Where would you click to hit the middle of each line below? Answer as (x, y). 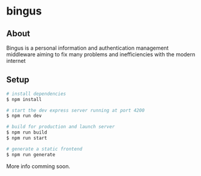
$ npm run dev (24, 116)
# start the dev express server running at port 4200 (76, 110)
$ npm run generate (31, 155)
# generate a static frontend (44, 149)
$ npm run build (27, 132)
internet (16, 61)
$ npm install (24, 99)
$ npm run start (27, 138)
